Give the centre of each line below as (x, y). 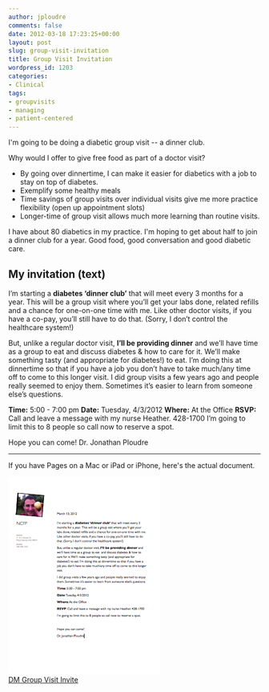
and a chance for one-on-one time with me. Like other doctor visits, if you (130, 310)
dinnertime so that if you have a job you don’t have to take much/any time (129, 368)
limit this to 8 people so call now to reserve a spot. (91, 426)
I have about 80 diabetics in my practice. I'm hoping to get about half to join (133, 232)
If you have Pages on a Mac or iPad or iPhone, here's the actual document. (132, 465)
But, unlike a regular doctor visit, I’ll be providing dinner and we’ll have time (133, 343)
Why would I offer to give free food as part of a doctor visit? (107, 158)
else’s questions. (36, 394)
